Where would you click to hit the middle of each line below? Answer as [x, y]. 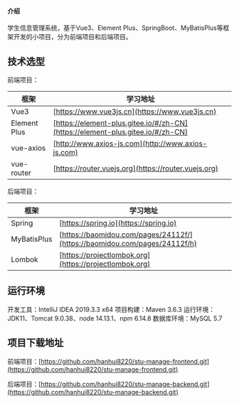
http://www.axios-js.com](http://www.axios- [132, 144]
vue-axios [28, 148]
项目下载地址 [36, 343]
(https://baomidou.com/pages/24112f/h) [128, 244]
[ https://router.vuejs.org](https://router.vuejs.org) [136, 168]
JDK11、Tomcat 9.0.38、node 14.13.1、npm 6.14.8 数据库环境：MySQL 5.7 [115, 318]
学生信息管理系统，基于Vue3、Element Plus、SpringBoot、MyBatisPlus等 [115, 28]
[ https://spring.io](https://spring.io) [118, 223]
